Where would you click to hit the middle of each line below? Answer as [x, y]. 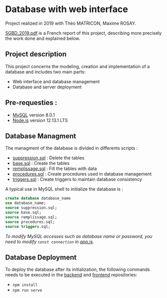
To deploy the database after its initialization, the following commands [77, 270]
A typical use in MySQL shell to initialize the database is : [64, 189]
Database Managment [41, 136]
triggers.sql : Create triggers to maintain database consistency [77, 180]
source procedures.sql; [30, 222]
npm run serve [27, 290]
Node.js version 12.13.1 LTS [40, 120]
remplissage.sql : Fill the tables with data [55, 169]
